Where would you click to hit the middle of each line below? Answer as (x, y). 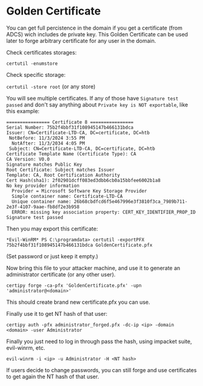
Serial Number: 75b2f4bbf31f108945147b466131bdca (70, 127)
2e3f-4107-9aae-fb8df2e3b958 (43, 207)
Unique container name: (41, 201)
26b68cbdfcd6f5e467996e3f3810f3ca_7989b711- (130, 201)
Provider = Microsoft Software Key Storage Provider (79, 191)
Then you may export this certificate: (52, 229)
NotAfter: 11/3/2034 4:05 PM (48, 143)
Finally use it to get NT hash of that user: (57, 313)
